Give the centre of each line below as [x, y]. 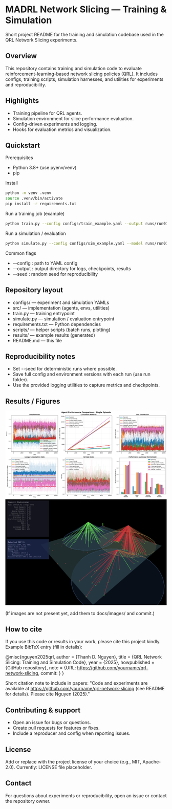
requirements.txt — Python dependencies [57, 324]
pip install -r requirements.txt [41, 204]
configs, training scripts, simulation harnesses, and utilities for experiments [84, 79]
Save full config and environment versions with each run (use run [82, 374]
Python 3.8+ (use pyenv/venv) [45, 168]
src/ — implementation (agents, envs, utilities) [61, 308]
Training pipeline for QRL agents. [47, 113]
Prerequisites [19, 158]
